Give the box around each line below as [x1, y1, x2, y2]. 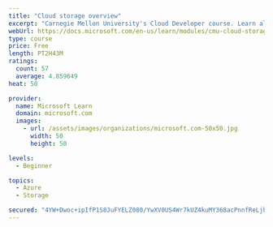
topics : [8, 176, 35, 185]
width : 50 [29, 132, 63, 140]
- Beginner [15, 161, 53, 170]
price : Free [8, 42, 49, 50]
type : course [8, 34, 53, 43]
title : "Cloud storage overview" [8, 11, 122, 20]
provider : [8, 94, 42, 102]
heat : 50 [8, 79, 38, 88]
